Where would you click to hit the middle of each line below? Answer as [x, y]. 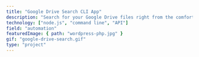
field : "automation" [32, 28]
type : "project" [26, 45]
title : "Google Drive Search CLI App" [54, 12]
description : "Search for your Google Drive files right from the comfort [100, 17]
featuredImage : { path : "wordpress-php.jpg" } [65, 34]
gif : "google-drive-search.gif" [46, 39]
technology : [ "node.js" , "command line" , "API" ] [67, 23]
